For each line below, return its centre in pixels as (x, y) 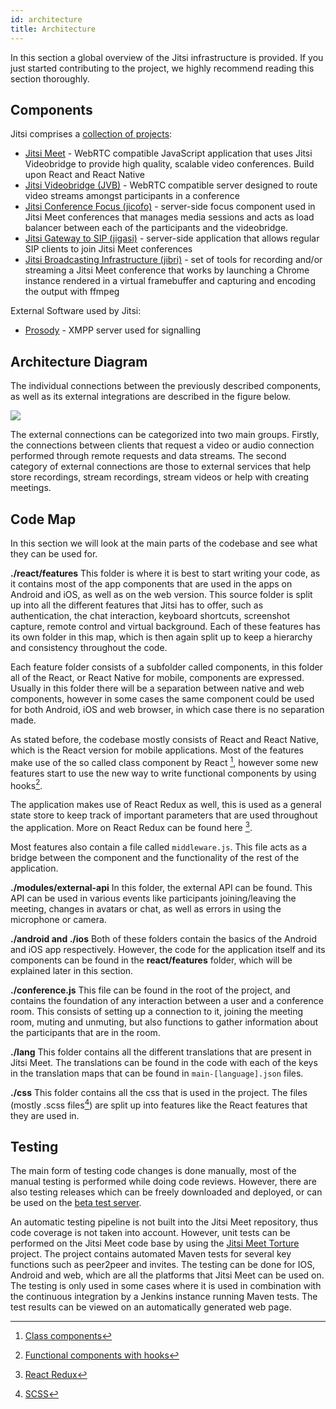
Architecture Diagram (79, 361)
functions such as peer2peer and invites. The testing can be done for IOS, (163, 1265)
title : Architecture (53, 29)
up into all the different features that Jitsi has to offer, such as (137, 605)
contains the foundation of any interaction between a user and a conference (167, 1000)
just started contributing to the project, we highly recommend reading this (162, 68)
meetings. (31, 488)
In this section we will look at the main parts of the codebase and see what (164, 543)
